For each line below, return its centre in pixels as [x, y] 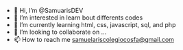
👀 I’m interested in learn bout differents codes [78, 18]
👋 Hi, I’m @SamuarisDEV [48, 10]
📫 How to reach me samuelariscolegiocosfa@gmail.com [94, 40]
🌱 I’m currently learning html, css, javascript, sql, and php [95, 25]
